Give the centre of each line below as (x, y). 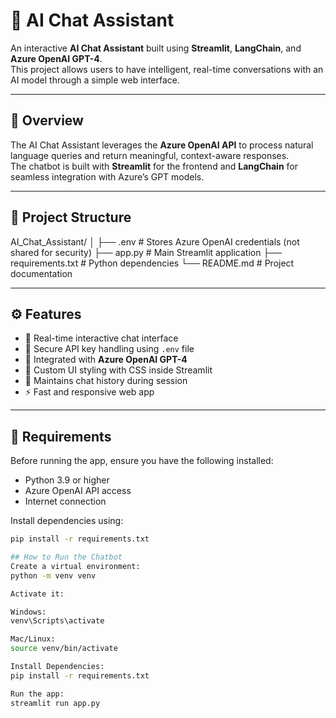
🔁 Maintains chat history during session (106, 381)
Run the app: (37, 694)
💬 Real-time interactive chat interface (101, 338)
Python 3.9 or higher (67, 480)
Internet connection (65, 501)
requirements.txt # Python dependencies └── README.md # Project (152, 263)
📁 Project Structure (71, 217)
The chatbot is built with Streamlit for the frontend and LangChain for (154, 166)
